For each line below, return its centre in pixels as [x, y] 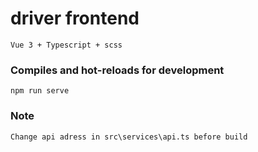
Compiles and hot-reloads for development [117, 70]
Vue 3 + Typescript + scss [66, 45]
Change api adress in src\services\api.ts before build [129, 137]
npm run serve [40, 91]
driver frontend [75, 18]
